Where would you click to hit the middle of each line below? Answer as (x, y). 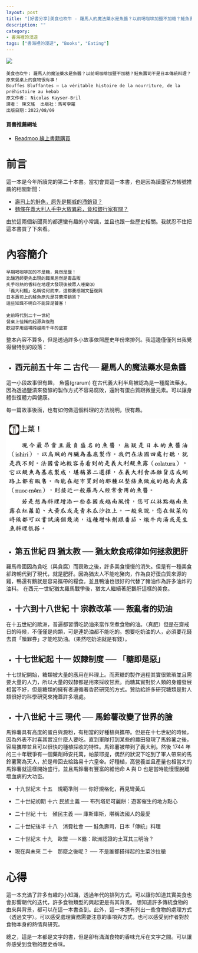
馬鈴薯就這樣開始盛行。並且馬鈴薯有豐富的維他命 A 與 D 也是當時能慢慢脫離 (98, 769)
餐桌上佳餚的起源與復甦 (30, 322)
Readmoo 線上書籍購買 (42, 138)
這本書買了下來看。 (29, 229)
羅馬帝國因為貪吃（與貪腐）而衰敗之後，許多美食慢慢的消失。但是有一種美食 (99, 566)
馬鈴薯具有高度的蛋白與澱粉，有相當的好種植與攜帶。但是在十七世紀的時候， (99, 732)
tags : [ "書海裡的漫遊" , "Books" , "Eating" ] (58, 44)
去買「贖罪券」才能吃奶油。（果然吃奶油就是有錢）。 (68, 638)
